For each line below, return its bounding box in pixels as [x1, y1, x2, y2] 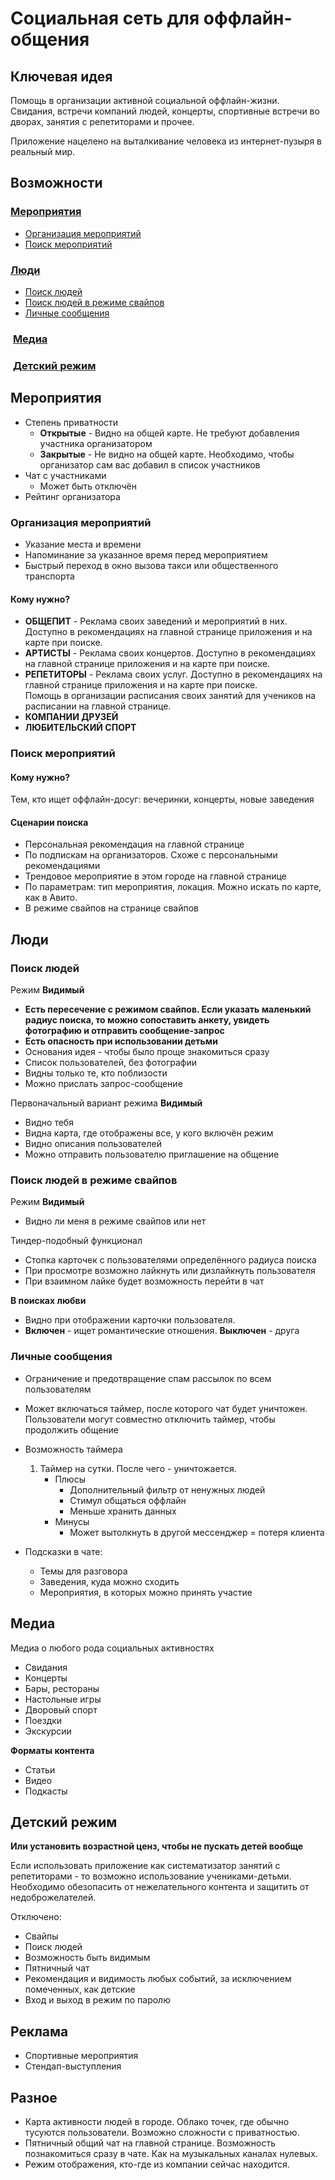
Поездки [24, 1714, 63, 1726]
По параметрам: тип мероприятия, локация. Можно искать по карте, [24, 881, 322, 893]
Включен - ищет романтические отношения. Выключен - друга [24, 1325, 300, 1337]
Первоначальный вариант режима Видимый [10, 1097, 203, 1109]
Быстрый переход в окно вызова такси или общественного [24, 559, 279, 571]
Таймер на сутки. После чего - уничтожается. [39, 1462, 237, 1474]
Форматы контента [10, 1744, 95, 1756]
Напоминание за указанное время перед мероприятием [24, 548, 268, 561]
